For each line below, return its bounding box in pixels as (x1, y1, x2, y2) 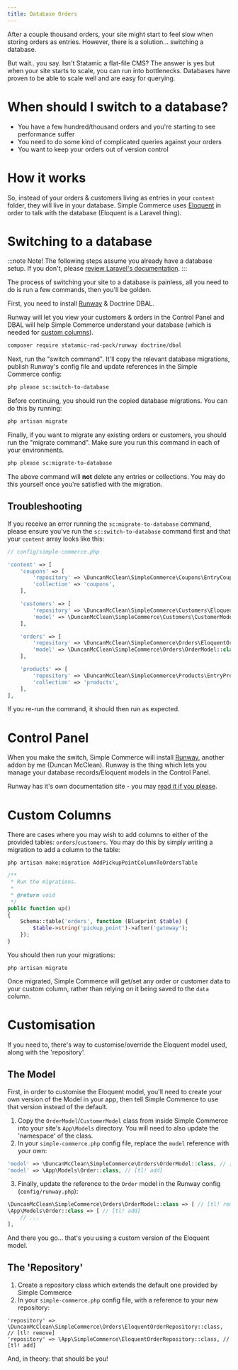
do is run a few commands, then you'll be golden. (7, 286, 152, 294)
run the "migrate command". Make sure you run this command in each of (7, 438, 220, 447)
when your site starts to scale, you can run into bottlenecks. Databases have (7, 66, 231, 75)
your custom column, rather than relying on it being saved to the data (7, 984, 209, 993)
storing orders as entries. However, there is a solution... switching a (7, 37, 204, 46)
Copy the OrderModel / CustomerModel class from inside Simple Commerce (17, 1116, 229, 1125)
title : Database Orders (7, 10, 78, 18)
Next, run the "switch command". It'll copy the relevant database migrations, (7, 355, 230, 363)
